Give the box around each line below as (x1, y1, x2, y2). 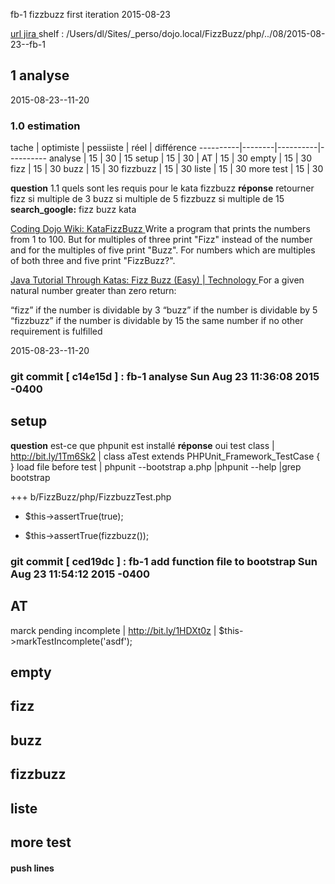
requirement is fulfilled (10, 325, 103, 338)
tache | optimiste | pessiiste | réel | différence (10, 142, 197, 154)
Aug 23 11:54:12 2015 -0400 (10, 567, 151, 581)
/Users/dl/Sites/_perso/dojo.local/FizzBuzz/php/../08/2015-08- (66, 28, 326, 39)
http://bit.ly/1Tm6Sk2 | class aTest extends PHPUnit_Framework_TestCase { (10, 450, 321, 462)
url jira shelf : (10, 28, 65, 39)
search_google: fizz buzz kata (10, 204, 137, 216)
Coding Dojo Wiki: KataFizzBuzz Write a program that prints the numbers (10, 223, 311, 235)
